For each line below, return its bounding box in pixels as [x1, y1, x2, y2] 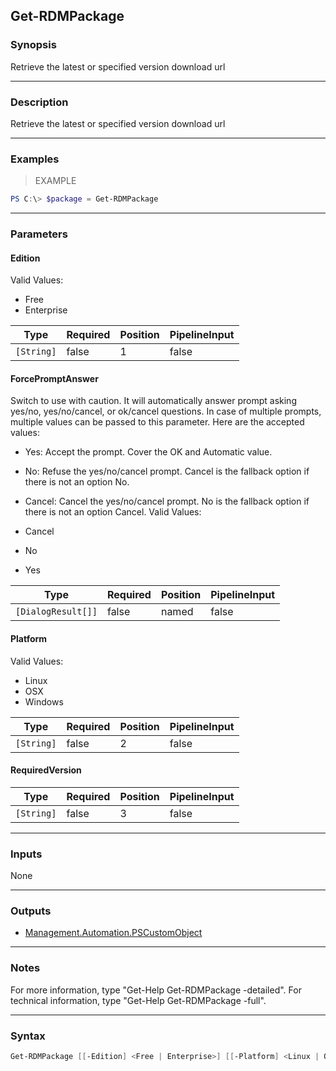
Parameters [10, 227, 68, 241]
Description [10, 95, 69, 109]
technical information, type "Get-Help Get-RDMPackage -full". [10, 994, 267, 1006]
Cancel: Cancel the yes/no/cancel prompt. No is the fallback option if [24, 495, 310, 508]
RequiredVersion [10, 764, 82, 776]
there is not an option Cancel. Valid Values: [24, 506, 202, 518]
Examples [10, 152, 60, 166]
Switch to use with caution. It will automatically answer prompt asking [10, 395, 297, 407]
